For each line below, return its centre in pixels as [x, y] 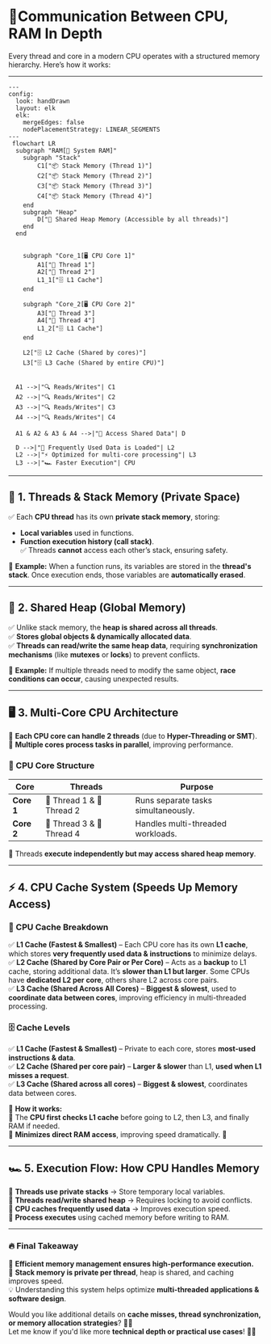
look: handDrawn [43, 101]
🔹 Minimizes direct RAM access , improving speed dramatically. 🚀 [118, 1134]
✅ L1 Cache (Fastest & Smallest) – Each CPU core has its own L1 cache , [128, 945]
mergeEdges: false [54, 122]
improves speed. [36, 1281]
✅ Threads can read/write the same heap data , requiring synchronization [133, 645]
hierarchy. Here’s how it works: [60, 65]
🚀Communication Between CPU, [118, 17]
